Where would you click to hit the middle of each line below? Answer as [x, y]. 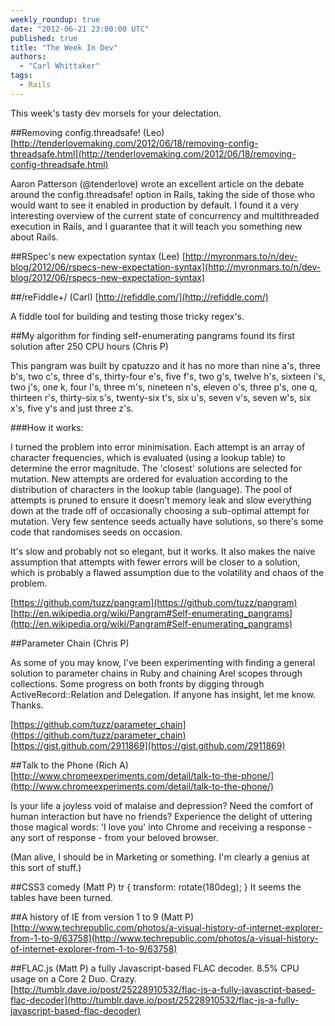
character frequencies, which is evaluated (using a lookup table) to [148, 457]
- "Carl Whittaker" [60, 66]
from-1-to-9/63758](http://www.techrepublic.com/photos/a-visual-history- [164, 938]
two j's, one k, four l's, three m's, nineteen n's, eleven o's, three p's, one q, [164, 387]
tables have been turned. [62, 897]
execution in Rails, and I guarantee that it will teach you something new [156, 226]
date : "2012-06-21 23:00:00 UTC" [80, 29]
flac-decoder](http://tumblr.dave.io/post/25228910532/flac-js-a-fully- [155, 1000]
